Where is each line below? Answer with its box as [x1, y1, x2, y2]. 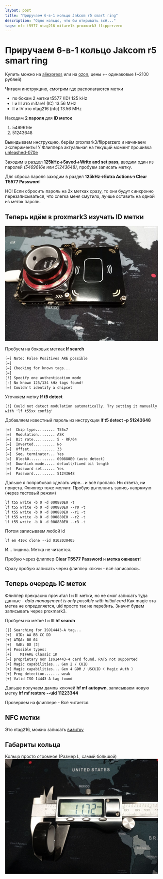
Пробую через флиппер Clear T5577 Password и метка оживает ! [5, 556, 141, 562]
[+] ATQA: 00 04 [5, 637, 38, 642]
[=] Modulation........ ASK [5, 432, 64, 437]
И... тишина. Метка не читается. [5, 547, 71, 553]
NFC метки [5, 714, 40, 722]
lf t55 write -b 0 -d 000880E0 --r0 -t [5, 505, 86, 510]
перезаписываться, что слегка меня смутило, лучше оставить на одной [5, 193, 155, 199]
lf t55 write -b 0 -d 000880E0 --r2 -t [5, 515, 86, 519]
